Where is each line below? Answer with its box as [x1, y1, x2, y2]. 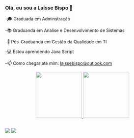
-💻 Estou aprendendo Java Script [5, 49, 74, 55]
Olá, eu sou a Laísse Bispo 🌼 [5, 4, 73, 11]
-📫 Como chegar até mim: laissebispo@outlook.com [5, 60, 112, 66]
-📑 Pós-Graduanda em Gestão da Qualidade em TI [5, 39, 107, 45]
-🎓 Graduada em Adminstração [5, 16, 70, 22]
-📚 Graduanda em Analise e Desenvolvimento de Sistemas [5, 28, 125, 33]
